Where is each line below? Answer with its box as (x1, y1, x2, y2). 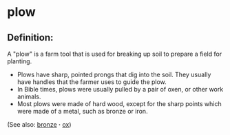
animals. (17, 92, 41, 101)
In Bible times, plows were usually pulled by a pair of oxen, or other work (17, 85, 224, 93)
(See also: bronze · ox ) (7, 121, 72, 128)
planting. (7, 57, 32, 65)
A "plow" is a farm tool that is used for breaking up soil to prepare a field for (7, 50, 222, 58)
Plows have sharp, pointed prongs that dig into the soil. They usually (17, 70, 211, 79)
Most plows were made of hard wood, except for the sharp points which (17, 100, 222, 107)
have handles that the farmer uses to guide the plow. (17, 78, 167, 86)
